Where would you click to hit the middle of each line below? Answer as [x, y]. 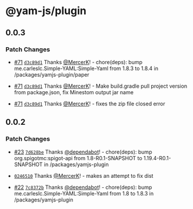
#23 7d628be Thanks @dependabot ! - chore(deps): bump [83, 152]
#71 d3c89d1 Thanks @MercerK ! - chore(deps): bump [78, 62]
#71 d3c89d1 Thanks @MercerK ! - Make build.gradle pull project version [101, 86]
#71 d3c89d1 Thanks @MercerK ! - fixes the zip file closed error [89, 104]
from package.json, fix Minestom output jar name [74, 92]
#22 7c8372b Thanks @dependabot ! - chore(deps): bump [83, 187]
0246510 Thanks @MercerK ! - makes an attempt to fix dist [84, 175]
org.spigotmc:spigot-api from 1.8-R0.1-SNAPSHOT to [78, 158]
